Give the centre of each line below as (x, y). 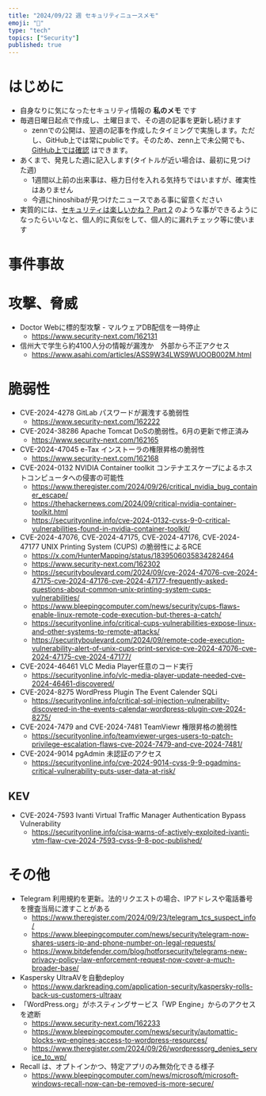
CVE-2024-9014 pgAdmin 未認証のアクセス (91, 754)
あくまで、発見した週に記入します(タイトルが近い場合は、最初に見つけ (135, 160)
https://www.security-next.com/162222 (96, 422)
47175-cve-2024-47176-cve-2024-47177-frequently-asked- (129, 581)
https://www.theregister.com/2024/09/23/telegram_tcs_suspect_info (144, 917)
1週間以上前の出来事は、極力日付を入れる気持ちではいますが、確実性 (144, 180)
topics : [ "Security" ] (44, 38)
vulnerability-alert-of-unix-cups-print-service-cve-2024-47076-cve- (144, 649)
